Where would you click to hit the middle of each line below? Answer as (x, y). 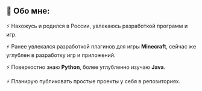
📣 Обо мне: (28, 11)
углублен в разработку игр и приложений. (61, 55)
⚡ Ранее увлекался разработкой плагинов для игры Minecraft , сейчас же (101, 46)
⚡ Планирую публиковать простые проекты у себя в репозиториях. (93, 81)
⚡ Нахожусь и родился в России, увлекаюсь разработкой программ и (97, 26)
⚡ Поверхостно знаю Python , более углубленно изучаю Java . (86, 67)
